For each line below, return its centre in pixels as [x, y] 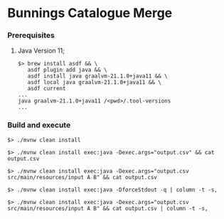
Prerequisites [31, 36]
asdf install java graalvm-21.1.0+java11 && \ [98, 76]
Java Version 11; [41, 50]
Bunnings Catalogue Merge [90, 13]
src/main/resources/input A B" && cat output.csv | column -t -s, [108, 208]
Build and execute [39, 125]
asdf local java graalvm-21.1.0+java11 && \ [94, 82]
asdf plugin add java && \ [68, 70]
